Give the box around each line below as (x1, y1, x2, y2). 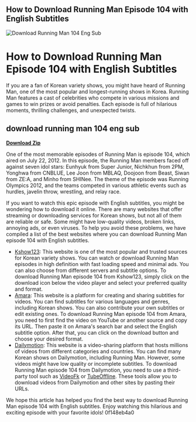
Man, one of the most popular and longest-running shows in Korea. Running (6, 88, 189, 95)
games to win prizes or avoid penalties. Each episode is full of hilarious (6, 100, 177, 107)
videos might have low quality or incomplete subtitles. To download (14, 360, 177, 367)
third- (167, 366, 181, 373)
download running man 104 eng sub (6, 124, 140, 134)
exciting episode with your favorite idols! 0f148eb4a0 (6, 409, 135, 416)
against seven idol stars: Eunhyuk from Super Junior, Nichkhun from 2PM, (6, 163, 184, 170)
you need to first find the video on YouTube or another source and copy (14, 316, 187, 324)
